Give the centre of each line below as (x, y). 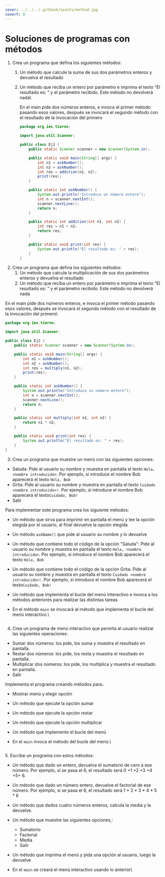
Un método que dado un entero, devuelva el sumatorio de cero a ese (82, 765)
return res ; (49, 231)
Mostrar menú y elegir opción (42, 693)
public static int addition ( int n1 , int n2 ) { (77, 222)
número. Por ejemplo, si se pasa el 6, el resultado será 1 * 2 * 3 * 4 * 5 (84, 790)
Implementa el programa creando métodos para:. (55, 684)
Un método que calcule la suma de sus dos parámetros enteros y (86, 73)
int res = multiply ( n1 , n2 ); (53, 368)
